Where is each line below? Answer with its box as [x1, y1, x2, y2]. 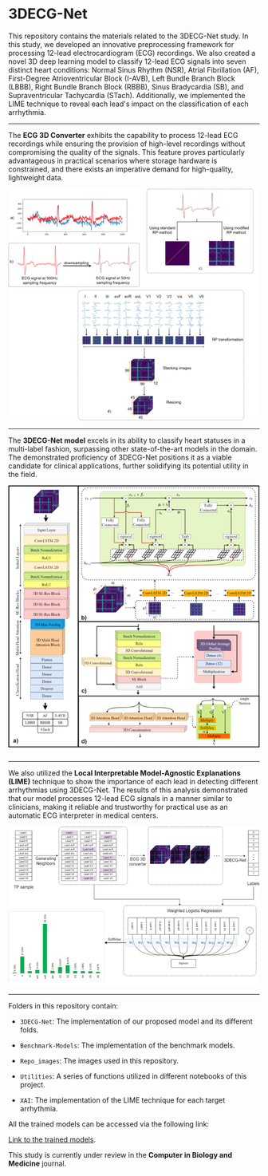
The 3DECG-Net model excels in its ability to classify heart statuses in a [8, 436, 246, 445]
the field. [8, 470, 37, 479]
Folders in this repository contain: [8, 1000, 118, 1010]
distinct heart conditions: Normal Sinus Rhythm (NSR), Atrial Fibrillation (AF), [8, 65, 259, 74]
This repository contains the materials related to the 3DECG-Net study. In [8, 31, 249, 41]
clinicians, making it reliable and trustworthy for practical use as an [8, 802, 229, 811]
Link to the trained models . [8, 1135, 97, 1144]
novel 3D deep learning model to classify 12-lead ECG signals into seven [8, 57, 246, 66]
